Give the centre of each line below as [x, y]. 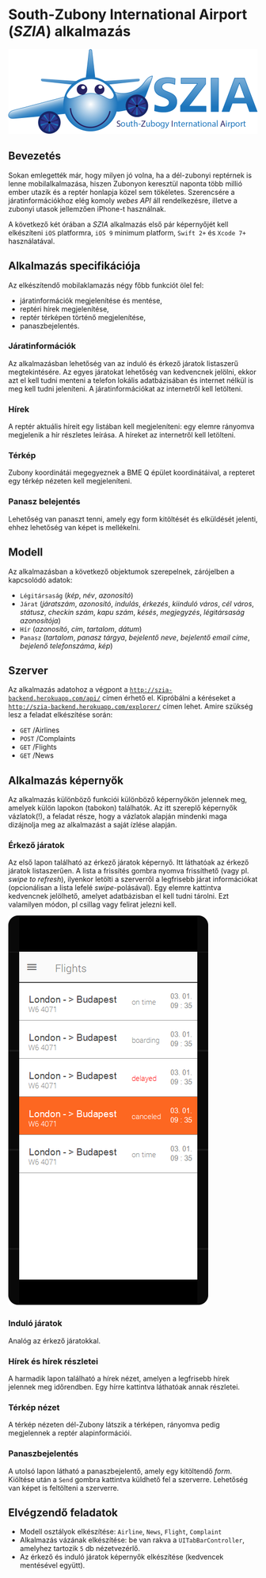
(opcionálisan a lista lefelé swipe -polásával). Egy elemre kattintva [115, 888]
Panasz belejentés [44, 502]
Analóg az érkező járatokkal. [55, 1340]
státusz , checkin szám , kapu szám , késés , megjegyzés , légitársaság [132, 612]
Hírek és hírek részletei [53, 1361]
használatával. [32, 241]
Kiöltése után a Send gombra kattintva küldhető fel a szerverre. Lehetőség [128, 1479]
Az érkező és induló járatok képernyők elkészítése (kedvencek [122, 1557]
